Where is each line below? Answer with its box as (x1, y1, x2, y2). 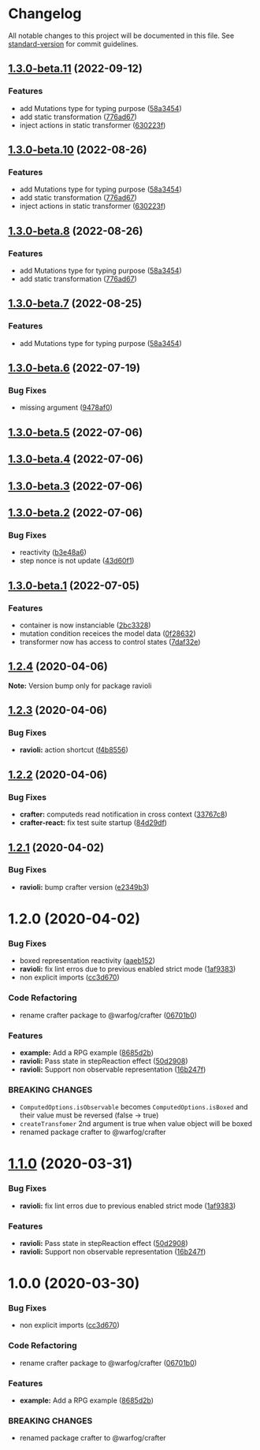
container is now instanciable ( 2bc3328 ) (19, 620, 151, 630)
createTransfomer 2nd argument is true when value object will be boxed (19, 1119, 253, 1128)
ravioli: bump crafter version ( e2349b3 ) (19, 882, 150, 891)
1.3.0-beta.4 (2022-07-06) (8, 452, 144, 466)
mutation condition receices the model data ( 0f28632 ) (19, 628, 196, 638)
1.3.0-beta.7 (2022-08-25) (8, 297, 143, 310)
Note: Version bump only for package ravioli (8, 681, 152, 690)
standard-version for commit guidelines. (8, 39, 139, 48)
